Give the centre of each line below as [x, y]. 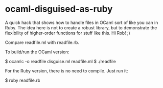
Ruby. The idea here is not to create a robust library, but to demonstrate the [81, 27]
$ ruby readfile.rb [23, 80]
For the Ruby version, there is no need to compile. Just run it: [67, 71]
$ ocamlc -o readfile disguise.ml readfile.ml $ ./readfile [60, 61]
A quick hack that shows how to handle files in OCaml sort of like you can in [81, 22]
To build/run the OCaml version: [37, 52]
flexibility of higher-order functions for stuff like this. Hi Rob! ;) [68, 33]
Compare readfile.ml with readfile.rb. [42, 42]
